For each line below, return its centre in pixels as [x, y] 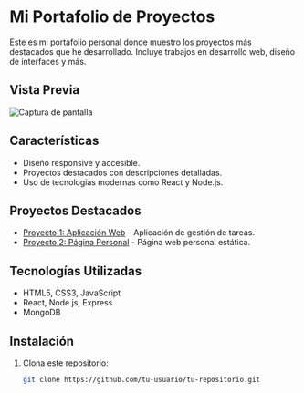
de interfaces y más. [48, 61]
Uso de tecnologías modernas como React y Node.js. [123, 182]
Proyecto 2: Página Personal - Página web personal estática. [136, 243]
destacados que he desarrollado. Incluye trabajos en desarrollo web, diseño [152, 51]
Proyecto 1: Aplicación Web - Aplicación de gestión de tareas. [139, 233]
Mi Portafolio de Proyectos [112, 17]
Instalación [42, 341]
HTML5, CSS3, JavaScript [72, 293]
